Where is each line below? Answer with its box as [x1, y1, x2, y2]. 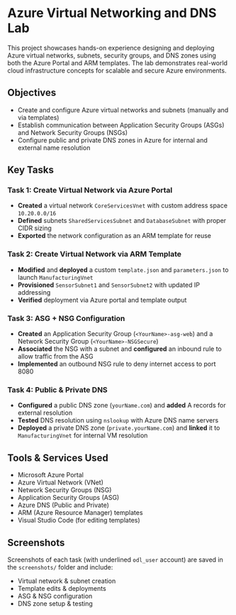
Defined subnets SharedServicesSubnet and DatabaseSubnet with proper [17, 217, 227, 225]
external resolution [17, 408, 73, 417]
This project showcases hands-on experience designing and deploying [7, 43, 215, 52]
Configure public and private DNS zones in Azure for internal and [17, 136, 208, 144]
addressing [17, 288, 51, 296]
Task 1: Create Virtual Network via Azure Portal [7, 185, 173, 195]
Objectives [7, 87, 57, 99]
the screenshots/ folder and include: [7, 562, 113, 571]
